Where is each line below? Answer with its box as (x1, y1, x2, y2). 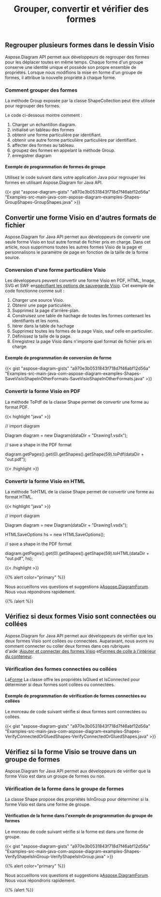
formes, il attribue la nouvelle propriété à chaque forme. (5, 74, 116, 81)
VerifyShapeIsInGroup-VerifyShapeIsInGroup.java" (5, 853, 106, 859)
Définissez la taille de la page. (12, 333, 72, 339)
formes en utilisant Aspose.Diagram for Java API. (5, 179, 103, 185)
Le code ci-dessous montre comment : (5, 112, 82, 118)
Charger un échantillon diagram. (12, 121, 76, 127)
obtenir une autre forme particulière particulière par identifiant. (12, 137, 137, 143)
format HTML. (5, 494, 33, 500)
